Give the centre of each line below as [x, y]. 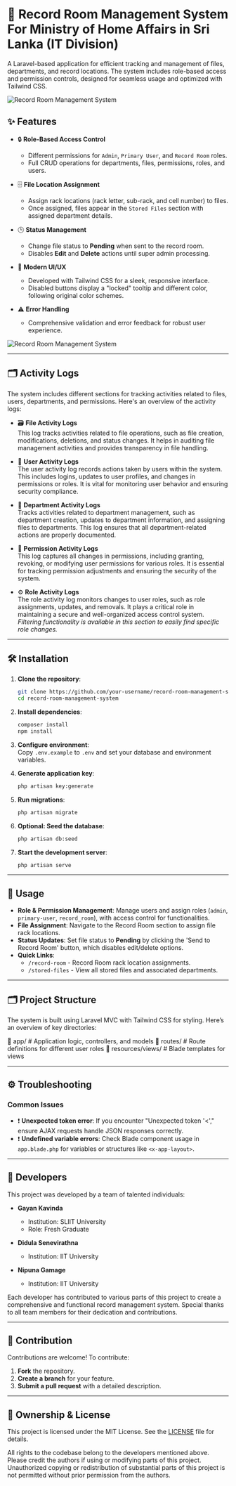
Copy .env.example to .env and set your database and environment [114, 752]
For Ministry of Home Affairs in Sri [109, 29]
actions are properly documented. [67, 535]
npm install [35, 731]
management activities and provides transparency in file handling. [113, 448]
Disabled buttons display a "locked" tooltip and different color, [118, 288]
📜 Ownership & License [59, 1415]
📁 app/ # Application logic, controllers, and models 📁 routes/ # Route [106, 1041]
